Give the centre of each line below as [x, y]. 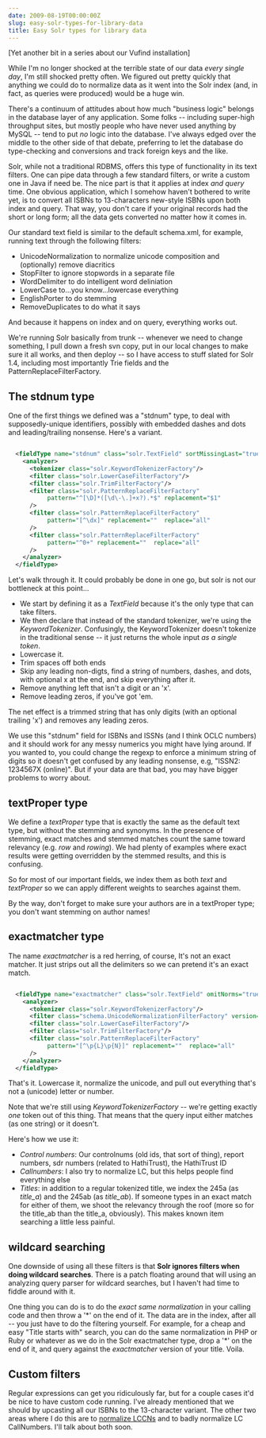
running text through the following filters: [75, 241]
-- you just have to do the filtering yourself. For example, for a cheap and [127, 1324]
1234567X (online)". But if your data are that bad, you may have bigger [123, 769]
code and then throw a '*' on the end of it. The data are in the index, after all [132, 1316]
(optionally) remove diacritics [67, 265]
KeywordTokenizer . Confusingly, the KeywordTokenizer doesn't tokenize [138, 629]
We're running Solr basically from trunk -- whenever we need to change [125, 337]
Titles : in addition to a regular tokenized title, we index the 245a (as [129, 1189]
